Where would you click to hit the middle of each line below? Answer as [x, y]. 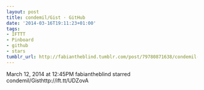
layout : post [23, 12]
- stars [16, 51]
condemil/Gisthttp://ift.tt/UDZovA [48, 80]
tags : [13, 29]
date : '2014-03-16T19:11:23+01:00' [51, 23]
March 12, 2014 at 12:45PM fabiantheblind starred [68, 74]
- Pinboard [20, 40]
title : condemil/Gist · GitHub [46, 18]
